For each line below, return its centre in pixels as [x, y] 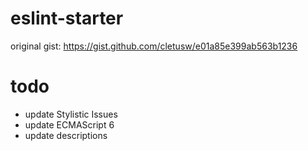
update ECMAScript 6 [69, 124]
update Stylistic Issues [71, 114]
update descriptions [66, 135]
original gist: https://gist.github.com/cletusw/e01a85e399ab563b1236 [154, 46]
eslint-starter [67, 18]
